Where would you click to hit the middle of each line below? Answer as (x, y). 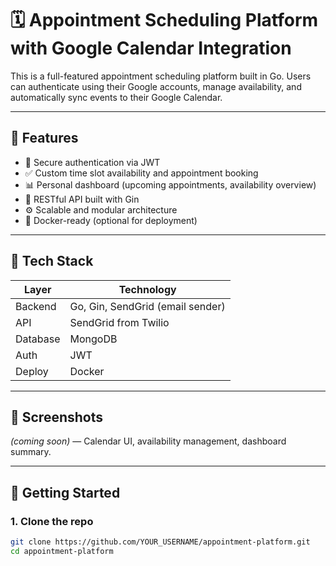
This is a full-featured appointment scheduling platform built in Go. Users (161, 76)
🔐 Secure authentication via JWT (92, 162)
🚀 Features (44, 138)
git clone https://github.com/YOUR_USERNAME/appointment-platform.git (160, 542)
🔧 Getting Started (65, 492)
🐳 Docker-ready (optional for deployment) (111, 220)
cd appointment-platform (62, 551)
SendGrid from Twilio (119, 322)
